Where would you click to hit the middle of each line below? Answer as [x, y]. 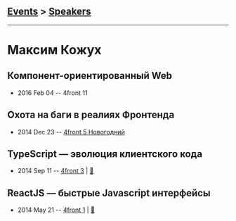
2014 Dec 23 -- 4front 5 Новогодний [71, 132]
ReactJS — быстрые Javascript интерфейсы [109, 193]
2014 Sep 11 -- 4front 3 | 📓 [55, 171]
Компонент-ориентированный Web [90, 76]
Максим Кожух [54, 50]
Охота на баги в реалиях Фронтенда [91, 115]
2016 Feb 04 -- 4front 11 [52, 93]
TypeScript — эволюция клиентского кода [105, 154]
